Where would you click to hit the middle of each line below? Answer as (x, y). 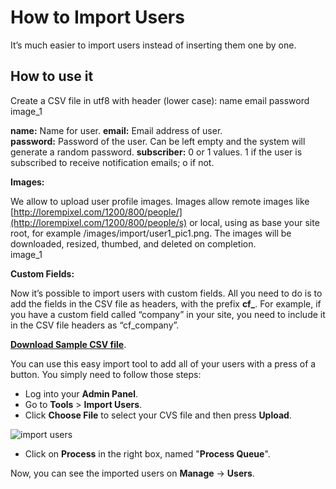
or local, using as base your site (254, 222)
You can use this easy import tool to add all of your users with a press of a (163, 363)
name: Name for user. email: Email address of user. (116, 130)
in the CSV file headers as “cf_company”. (95, 325)
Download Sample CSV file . (68, 344)
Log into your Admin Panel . (81, 393)
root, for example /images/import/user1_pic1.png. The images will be (151, 233)
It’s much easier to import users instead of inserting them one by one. (153, 45)
